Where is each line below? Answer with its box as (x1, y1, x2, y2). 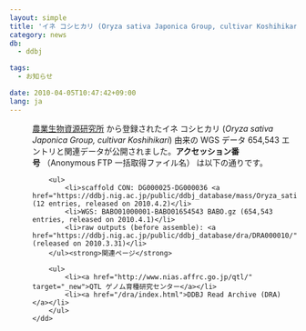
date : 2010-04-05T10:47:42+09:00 (9, 88, 137, 97)
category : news (9, 30, 67, 39)
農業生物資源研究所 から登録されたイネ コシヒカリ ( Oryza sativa (32, 123, 274, 134)
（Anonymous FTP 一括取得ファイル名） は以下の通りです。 (42, 156, 269, 168)
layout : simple (9, 13, 67, 23)
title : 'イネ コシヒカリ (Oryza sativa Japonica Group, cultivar (9, 22, 253, 31)
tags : (9, 64, 30, 73)
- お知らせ (17, 72, 53, 82)
